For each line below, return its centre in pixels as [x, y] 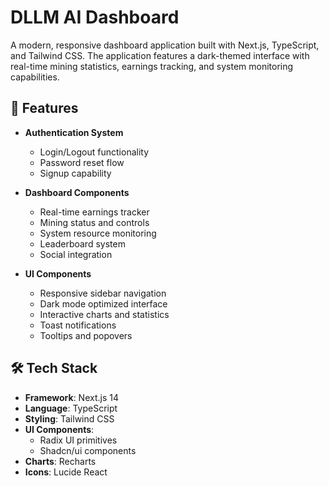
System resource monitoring [98, 233]
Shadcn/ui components [88, 450]
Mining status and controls [94, 222]
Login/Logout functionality [94, 152]
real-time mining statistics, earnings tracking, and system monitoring [152, 66]
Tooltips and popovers [86, 335]
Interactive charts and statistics [104, 314]
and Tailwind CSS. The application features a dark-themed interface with [160, 55]
